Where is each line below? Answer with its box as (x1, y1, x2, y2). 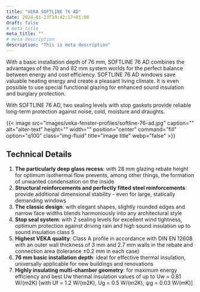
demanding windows (14, 197, 67, 204)
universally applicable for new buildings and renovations (14, 260, 154, 267)
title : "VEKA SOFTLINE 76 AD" (6, 8, 82, 15)
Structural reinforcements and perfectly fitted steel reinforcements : (14, 184, 187, 191)
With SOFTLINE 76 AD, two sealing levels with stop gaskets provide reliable (6, 101, 192, 108)
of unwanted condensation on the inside (14, 178, 115, 185)
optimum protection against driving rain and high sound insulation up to (14, 222, 191, 229)
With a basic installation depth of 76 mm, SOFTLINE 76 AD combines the (6, 58, 185, 66)
